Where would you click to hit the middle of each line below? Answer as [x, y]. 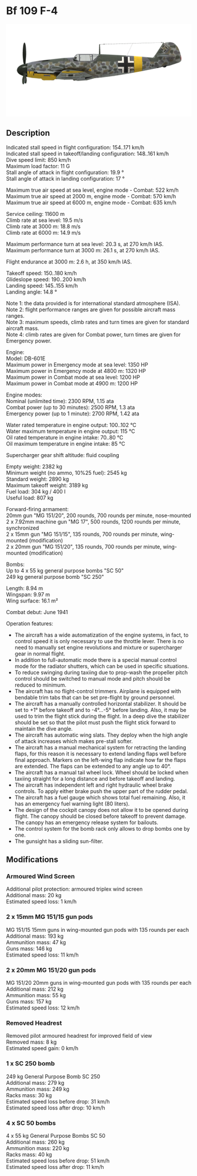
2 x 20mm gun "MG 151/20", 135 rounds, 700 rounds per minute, [84, 547]
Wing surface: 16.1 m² [32, 601]
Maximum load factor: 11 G [38, 166]
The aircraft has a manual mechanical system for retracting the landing [100, 747]
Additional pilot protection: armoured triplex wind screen [74, 889]
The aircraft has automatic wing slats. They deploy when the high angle [101, 735]
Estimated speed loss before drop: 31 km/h [58, 1101]
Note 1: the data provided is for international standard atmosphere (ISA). [93, 303]
